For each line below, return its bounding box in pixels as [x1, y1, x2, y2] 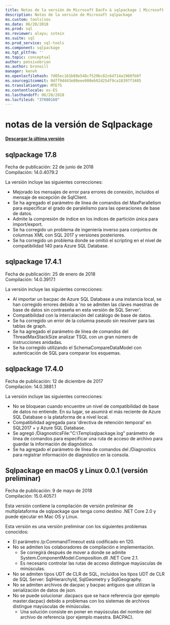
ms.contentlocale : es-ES [5, 87, 58, 93]
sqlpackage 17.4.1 [5, 257, 62, 266]
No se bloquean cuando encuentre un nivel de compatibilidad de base [12, 403, 159, 409]
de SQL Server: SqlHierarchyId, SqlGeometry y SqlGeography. [12, 576, 143, 582]
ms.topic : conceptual [5, 54, 51, 60]
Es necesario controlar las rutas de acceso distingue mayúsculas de [20, 560, 162, 566]
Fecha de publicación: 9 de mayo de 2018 [5, 488, 93, 494]
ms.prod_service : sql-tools [5, 41, 65, 46]
